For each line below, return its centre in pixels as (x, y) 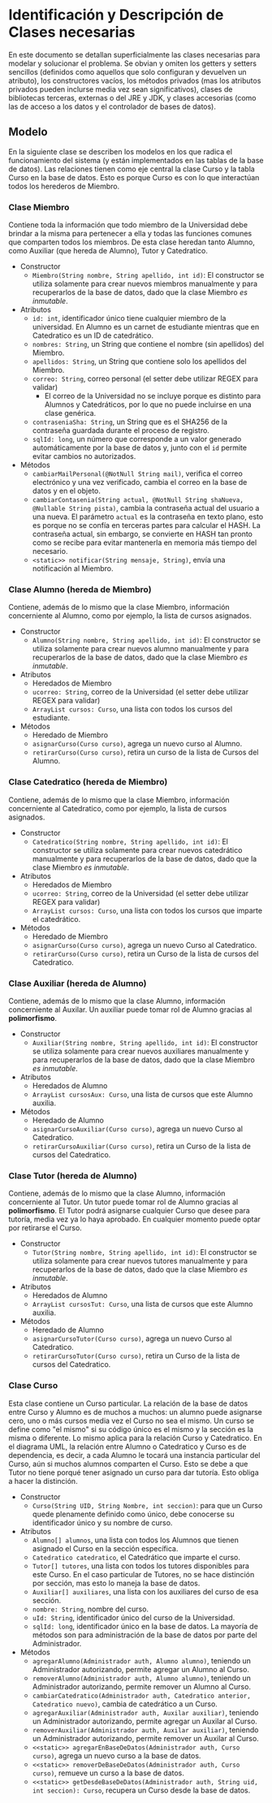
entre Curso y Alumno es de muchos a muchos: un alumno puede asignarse (135, 1412)
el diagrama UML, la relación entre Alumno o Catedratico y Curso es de (127, 1446)
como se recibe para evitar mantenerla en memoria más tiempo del (145, 543)
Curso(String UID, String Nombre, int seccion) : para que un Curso (147, 1505)
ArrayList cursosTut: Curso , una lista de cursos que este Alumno (142, 1304)
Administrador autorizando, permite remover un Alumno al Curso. (142, 1686)
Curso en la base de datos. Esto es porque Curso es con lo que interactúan (134, 177)
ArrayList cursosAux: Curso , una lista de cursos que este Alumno (142, 1094)
